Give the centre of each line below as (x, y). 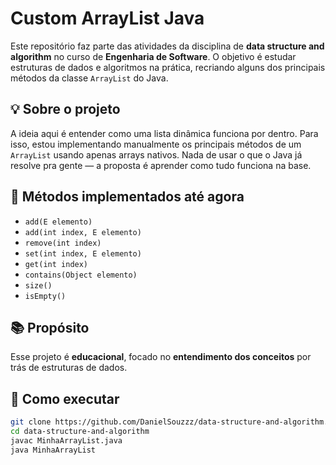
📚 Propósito (50, 327)
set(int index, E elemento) (83, 253)
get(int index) (56, 264)
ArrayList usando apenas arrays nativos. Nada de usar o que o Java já (156, 154)
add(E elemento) (58, 222)
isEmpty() (45, 296)
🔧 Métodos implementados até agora (127, 197)
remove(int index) (63, 243)
